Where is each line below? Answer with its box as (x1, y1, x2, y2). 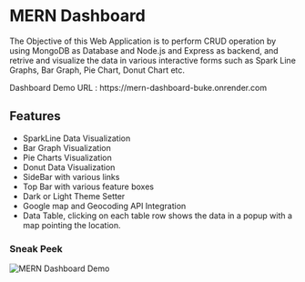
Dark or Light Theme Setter (22, 190, 126, 201)
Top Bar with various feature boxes (22, 181, 155, 192)
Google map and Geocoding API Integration (22, 200, 187, 211)
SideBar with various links (22, 171, 120, 182)
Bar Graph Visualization (22, 142, 111, 153)
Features (9, 108, 61, 124)
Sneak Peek (9, 242, 64, 255)
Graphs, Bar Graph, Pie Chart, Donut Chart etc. (9, 65, 185, 76)
